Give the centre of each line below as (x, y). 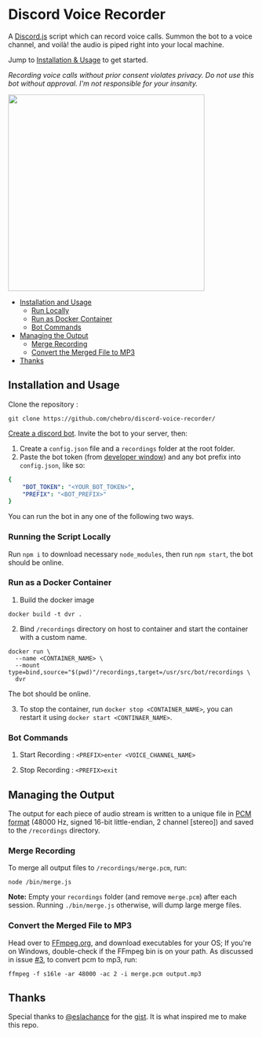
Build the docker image (57, 600)
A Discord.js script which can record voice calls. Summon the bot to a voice (130, 36)
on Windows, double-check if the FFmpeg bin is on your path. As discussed (131, 951)
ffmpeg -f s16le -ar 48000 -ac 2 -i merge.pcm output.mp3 (105, 974)
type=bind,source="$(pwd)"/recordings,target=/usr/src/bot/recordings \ (129, 672)
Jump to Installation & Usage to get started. (78, 60)
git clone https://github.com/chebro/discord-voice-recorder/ (112, 418)
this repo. (24, 1025)
